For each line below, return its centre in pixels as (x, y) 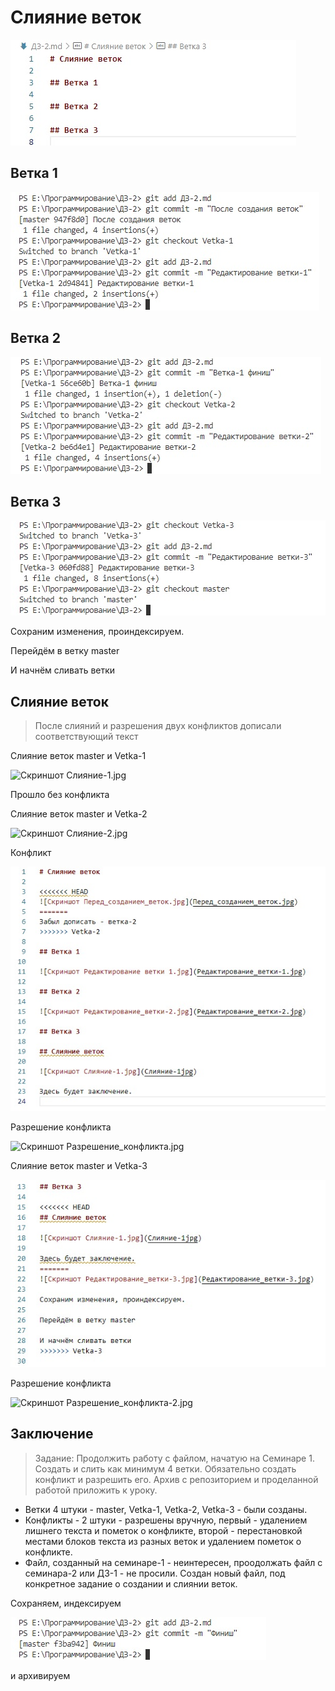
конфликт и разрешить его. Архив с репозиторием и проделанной (176, 1479)
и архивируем (40, 1675)
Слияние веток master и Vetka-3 (79, 1165)
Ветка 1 (34, 173)
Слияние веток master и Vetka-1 (78, 756)
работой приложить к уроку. (96, 1490)
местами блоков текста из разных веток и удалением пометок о (163, 1541)
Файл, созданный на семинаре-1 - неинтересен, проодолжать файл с (173, 1562)
